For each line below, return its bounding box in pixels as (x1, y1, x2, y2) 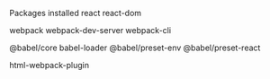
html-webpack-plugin (9, 60, 90, 70)
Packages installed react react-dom (9, 8, 142, 18)
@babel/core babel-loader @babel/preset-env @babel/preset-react (9, 42, 261, 53)
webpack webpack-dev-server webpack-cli (9, 25, 172, 35)
